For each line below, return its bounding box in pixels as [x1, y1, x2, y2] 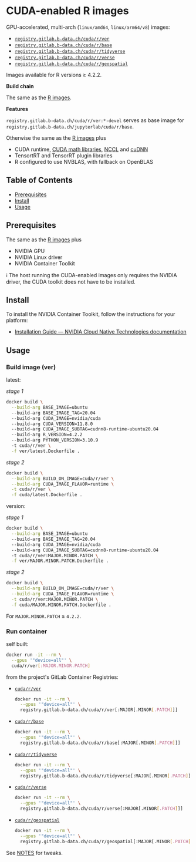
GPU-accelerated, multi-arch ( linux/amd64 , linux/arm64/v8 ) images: [6, 23, 170, 31]
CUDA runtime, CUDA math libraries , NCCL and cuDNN [14, 146, 148, 153]
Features [6, 105, 28, 112]
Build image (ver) [6, 363, 56, 371]
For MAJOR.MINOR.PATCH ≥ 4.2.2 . [6, 612, 82, 619]
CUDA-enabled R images [6, 4, 129, 18]
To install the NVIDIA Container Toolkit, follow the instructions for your [6, 311, 175, 318]
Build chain [6, 82, 34, 89]
